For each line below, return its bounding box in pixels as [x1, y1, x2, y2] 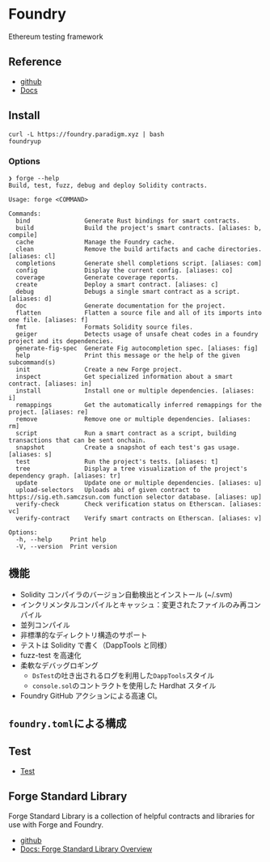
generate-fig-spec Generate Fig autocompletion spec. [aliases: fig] [15, 344, 259, 352]
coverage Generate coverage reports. [15, 273, 179, 282]
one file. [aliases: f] [8, 316, 89, 324]
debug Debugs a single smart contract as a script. [15, 287, 241, 295]
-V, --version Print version [15, 542, 117, 550]
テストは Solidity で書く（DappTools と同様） [19, 640, 171, 650]
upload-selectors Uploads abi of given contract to [15, 486, 200, 494]
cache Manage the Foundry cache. [15, 238, 175, 246]
